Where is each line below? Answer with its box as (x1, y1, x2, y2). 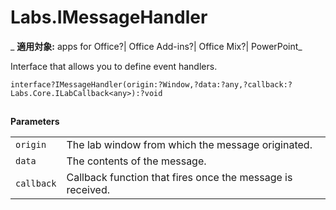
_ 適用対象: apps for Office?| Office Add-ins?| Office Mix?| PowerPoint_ (10, 40, 303, 52)
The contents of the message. (66, 154, 207, 168)
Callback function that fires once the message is (66, 171, 293, 185)
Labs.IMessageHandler (10, 6, 208, 29)
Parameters (10, 116, 60, 128)
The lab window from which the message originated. (66, 138, 313, 152)
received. (66, 183, 111, 197)
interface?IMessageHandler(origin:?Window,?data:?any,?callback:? (10, 79, 293, 90)
